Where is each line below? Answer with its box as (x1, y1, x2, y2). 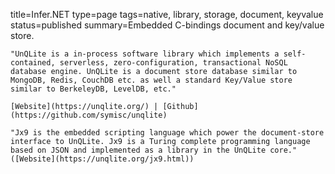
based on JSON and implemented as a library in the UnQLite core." (10, 145, 298, 155)
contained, (10, 58, 56, 68)
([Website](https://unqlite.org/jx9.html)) (10, 154, 195, 164)
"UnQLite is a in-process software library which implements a (10, 49, 280, 59)
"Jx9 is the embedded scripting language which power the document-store (10, 128, 325, 138)
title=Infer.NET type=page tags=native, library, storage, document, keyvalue (10, 9, 324, 20)
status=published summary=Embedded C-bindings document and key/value (10, 19, 325, 31)
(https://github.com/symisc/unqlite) (10, 110, 168, 120)
